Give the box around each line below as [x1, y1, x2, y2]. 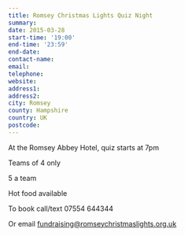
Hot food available [8, 188, 68, 197]
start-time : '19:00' [8, 33, 76, 42]
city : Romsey [8, 99, 51, 107]
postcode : [8, 121, 41, 129]
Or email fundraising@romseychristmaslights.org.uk [8, 219, 177, 228]
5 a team [8, 173, 37, 183]
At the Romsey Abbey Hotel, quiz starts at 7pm [8, 142, 160, 152]
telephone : [8, 70, 44, 78]
